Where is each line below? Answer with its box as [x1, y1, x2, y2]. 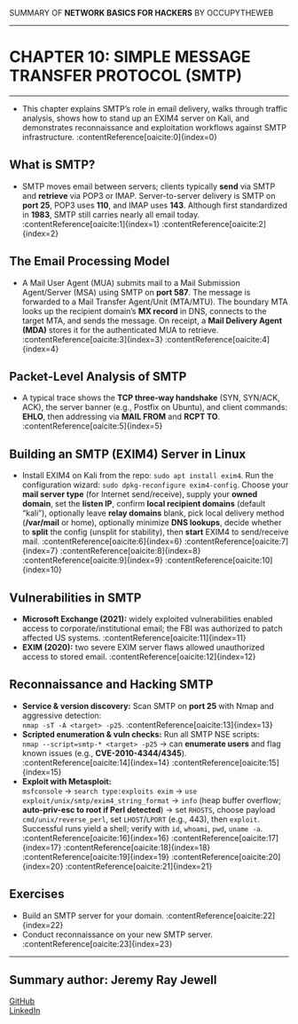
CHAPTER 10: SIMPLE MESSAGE [9, 47, 251, 67]
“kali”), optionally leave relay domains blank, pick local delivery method [21, 508, 285, 518]
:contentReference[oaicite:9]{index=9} [21, 555, 164, 566]
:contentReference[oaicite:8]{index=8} [60, 546, 201, 556]
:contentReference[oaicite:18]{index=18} [63, 842, 211, 853]
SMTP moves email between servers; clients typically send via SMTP [21, 181, 276, 192]
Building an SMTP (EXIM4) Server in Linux [9, 446, 247, 461]
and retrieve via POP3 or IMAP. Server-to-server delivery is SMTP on [21, 190, 277, 201]
